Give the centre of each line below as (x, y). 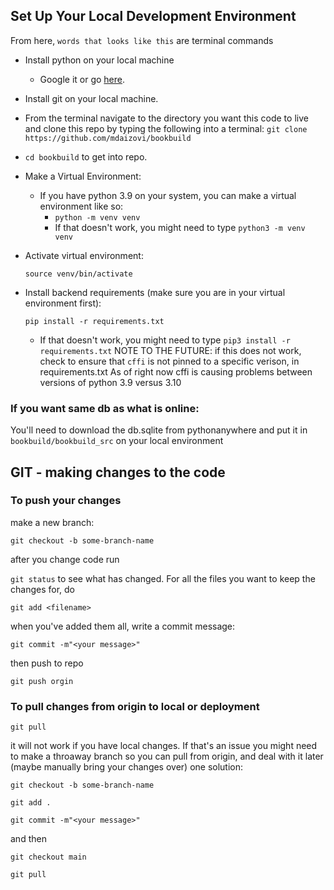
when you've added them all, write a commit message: (123, 626)
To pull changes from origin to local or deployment (135, 706)
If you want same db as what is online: (105, 408)
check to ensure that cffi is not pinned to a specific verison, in (169, 361)
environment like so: (81, 206)
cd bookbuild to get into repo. (86, 156)
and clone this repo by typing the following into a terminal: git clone (166, 128)
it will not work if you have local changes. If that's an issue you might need (164, 746)
